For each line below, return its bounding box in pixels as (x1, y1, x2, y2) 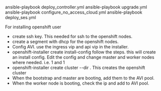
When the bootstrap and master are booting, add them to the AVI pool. (12, 75, 155, 81)
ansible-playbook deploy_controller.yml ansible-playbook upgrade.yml (5, 4, 147, 10)
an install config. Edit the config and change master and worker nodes (12, 54, 155, 60)
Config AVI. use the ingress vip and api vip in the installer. (12, 44, 129, 49)
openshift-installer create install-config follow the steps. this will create (12, 49, 156, 55)
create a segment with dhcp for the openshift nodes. (12, 39, 119, 45)
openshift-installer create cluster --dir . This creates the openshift (12, 65, 145, 70)
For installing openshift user (5, 24, 61, 30)
